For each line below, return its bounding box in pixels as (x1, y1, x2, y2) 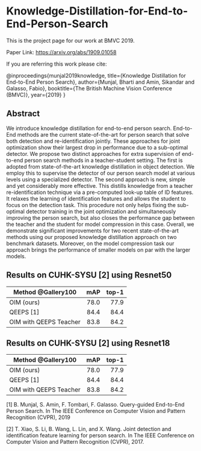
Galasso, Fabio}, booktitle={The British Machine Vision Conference (6, 84, 173, 92)
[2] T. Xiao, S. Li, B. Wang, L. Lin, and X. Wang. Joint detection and (6, 426, 172, 433)
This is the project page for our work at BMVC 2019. (6, 37, 135, 44)
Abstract (6, 108, 40, 119)
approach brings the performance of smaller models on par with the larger (6, 246, 191, 253)
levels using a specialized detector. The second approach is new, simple (6, 176, 185, 183)
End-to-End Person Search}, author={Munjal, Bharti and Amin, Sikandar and (6, 78, 194, 86)
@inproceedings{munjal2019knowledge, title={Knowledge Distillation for (6, 72, 187, 79)
